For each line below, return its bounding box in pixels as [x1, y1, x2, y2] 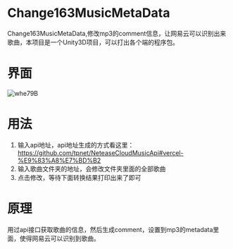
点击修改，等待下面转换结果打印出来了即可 [17, 173, 141, 181]
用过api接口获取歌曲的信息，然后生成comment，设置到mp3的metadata [7, 225, 213, 233]
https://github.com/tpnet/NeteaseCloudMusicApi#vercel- [17, 148, 184, 157]
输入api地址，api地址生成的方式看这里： [17, 140, 134, 149]
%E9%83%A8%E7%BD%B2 [17, 156, 101, 164]
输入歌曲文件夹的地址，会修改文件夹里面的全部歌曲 [17, 164, 166, 173]
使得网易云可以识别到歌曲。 [19, 234, 100, 243]
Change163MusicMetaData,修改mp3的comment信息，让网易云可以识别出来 [7, 29, 227, 37]
